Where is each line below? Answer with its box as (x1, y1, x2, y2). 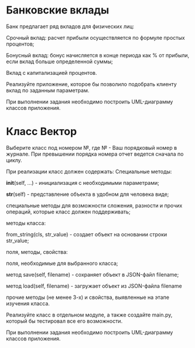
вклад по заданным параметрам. (6, 87, 90, 94)
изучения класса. (6, 299, 50, 307)
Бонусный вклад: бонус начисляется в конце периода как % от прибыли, (6, 51, 190, 58)
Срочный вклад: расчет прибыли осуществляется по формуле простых (6, 34, 186, 41)
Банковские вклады (6, 4, 110, 17)
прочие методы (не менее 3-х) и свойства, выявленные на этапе (6, 294, 170, 301)
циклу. (6, 156, 22, 164)
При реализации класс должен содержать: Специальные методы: (6, 168, 172, 175)
